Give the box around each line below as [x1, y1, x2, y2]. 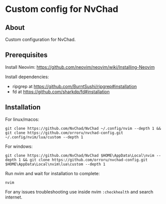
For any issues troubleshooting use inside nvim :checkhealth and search [5, 189, 154, 195]
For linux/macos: [5, 116, 40, 122]
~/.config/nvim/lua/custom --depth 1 [5, 134, 83, 140]
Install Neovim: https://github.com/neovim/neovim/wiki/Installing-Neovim [5, 64, 155, 70]
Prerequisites [5, 51, 48, 59]
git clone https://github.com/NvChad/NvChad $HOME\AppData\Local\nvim [5, 153, 155, 158]
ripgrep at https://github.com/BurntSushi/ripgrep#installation [12, 83, 137, 89]
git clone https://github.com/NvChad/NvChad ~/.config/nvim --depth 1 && [5, 126, 162, 131]
